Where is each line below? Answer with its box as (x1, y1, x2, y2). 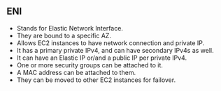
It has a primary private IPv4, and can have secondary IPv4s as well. (16, 46, 214, 54)
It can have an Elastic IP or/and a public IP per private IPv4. (16, 53, 187, 62)
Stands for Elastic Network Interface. (16, 24, 124, 32)
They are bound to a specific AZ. (16, 31, 111, 40)
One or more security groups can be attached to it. (16, 60, 164, 69)
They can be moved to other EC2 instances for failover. (16, 76, 176, 84)
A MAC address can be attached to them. (16, 68, 136, 76)
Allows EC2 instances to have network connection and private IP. (16, 38, 205, 47)
